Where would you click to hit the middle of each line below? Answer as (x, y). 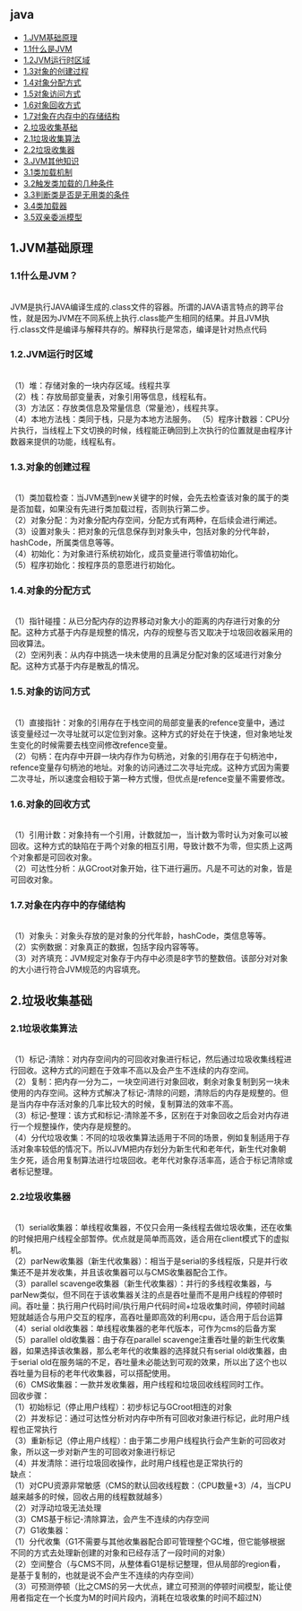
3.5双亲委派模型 (53, 217)
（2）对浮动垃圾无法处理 (56, 1508)
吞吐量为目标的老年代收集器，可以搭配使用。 (93, 1373)
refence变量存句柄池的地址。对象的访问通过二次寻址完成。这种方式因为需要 (150, 767)
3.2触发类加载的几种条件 (69, 183)
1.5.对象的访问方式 (50, 692)
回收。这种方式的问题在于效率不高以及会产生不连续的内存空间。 (135, 1070)
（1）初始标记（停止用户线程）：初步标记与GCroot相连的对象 (121, 1407)
